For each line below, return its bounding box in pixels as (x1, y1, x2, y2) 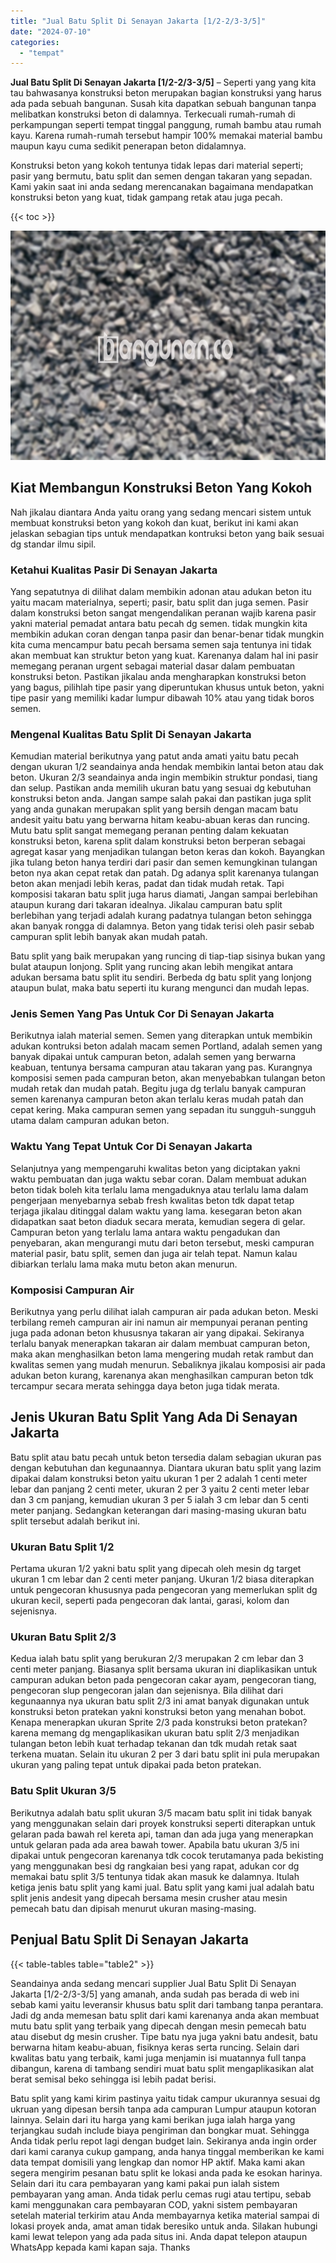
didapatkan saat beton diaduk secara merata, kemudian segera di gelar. (10, 1215, 306, 1227)
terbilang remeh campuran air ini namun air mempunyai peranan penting (10, 1316, 308, 1329)
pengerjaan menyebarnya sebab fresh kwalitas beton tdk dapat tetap (10, 1194, 295, 1206)
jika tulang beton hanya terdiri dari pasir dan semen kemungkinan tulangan (10, 856, 318, 869)
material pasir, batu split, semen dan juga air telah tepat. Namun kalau (10, 1247, 298, 1259)
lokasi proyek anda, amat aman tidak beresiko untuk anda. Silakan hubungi (10, 2220, 318, 2232)
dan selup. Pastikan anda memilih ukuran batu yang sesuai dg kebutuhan (10, 782, 312, 794)
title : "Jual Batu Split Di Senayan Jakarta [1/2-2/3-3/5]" (10, 16, 267, 26)
